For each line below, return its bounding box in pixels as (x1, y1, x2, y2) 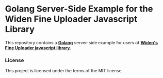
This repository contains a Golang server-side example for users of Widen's (5, 39, 158, 45)
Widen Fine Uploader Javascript (5, 13, 137, 25)
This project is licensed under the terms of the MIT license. (5, 68, 123, 74)
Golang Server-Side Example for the (5, 3, 153, 14)
